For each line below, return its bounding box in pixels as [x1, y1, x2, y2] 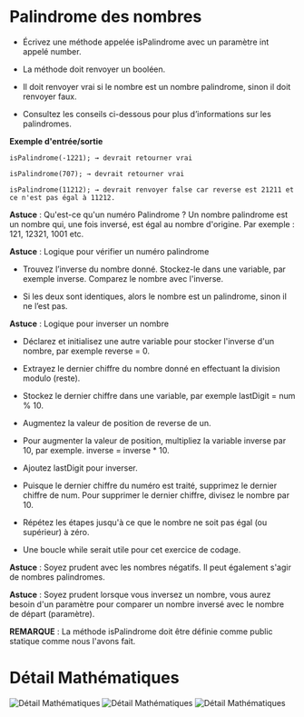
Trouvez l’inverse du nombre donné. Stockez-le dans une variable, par [22, 264, 286, 274]
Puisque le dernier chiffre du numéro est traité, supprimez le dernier [22, 480, 278, 491]
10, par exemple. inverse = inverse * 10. [22, 444, 170, 455]
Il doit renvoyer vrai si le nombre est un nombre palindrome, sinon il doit [22, 81, 291, 92]
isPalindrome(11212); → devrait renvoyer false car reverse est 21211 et [9, 184, 295, 194]
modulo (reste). [22, 373, 81, 383]
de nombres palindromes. [9, 571, 106, 583]
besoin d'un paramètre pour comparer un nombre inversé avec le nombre [9, 598, 284, 610]
